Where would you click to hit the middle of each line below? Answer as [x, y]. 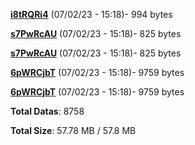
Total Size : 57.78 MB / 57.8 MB [73, 130]
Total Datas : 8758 [47, 111]
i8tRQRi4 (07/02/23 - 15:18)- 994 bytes [91, 14]
